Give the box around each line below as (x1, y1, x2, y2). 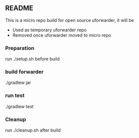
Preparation (5, 44, 35, 51)
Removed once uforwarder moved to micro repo (12, 32, 111, 38)
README (5, 4, 33, 12)
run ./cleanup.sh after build (5, 127, 61, 133)
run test (5, 92, 25, 99)
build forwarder (5, 68, 44, 75)
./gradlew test (5, 103, 34, 109)
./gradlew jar (5, 80, 31, 86)
